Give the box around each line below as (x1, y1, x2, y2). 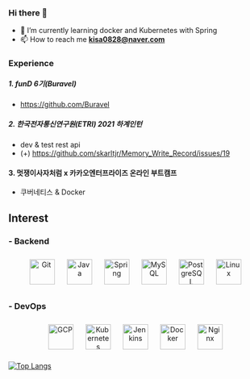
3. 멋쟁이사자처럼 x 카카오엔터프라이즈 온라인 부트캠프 (8, 168, 177, 177)
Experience (8, 58, 54, 69)
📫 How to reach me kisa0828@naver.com (19, 35, 165, 44)
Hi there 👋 (8, 7, 48, 19)
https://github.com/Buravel (19, 100, 110, 110)
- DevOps (8, 300, 47, 311)
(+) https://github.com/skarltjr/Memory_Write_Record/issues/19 (19, 148, 231, 158)
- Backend (8, 235, 50, 247)
